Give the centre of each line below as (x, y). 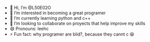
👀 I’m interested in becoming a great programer (58, 13)
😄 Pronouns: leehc (29, 29)
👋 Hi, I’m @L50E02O (30, 8)
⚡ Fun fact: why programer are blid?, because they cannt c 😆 (72, 34)
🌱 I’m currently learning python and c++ (50, 18)
